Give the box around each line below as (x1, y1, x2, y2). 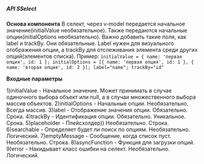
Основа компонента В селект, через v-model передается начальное (6, 20, 185, 27)
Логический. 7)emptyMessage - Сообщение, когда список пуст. (6, 132, 172, 140)
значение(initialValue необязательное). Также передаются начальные (6, 26, 188, 34)
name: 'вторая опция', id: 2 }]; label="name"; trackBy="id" (6, 64, 165, 70)
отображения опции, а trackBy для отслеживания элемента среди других (6, 46, 198, 53)
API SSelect (6, 5, 36, 12)
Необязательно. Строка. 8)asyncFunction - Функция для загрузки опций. (6, 138, 195, 146)
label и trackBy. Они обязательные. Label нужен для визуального (6, 40, 174, 47)
